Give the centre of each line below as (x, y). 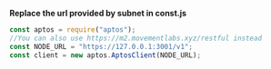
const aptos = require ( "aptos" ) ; (73, 30)
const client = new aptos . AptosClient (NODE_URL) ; (105, 55)
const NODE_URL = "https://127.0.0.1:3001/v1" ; (101, 46)
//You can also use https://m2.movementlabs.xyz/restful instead (135, 38)
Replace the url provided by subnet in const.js (98, 13)
